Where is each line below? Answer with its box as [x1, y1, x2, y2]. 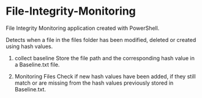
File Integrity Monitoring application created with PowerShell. [6, 24, 160, 32]
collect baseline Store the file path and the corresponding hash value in [14, 54, 195, 61]
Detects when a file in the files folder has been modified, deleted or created [6, 36, 196, 43]
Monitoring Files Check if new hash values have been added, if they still [14, 72, 196, 80]
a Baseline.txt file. [14, 61, 60, 68]
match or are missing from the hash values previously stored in [14, 79, 174, 86]
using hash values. [6, 43, 53, 50]
